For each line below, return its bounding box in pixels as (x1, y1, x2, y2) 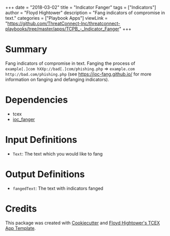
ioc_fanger (12, 116, 36, 122)
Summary (5, 44, 47, 55)
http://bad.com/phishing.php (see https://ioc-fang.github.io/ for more (5, 71, 152, 77)
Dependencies (5, 94, 68, 106)
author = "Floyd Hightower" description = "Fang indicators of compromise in (5, 10, 165, 16)
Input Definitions (5, 134, 78, 146)
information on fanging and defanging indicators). (5, 76, 109, 83)
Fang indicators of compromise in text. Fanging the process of (5, 60, 135, 66)
